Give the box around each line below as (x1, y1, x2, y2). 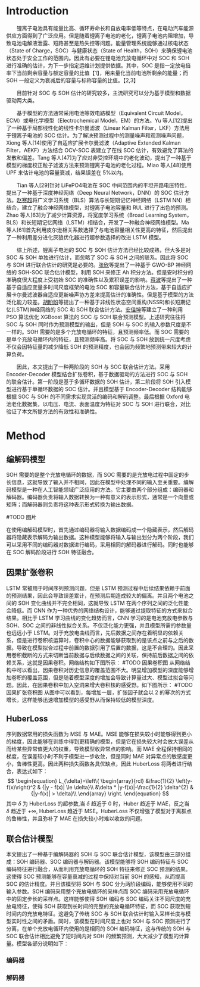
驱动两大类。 (6, 96, 37, 104)
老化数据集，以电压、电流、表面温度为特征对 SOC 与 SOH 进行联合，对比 (11, 400, 191, 407)
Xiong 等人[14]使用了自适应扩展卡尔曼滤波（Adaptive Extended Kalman (6, 139, 181, 146)
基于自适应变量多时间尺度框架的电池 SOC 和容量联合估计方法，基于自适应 (6, 283, 187, 291)
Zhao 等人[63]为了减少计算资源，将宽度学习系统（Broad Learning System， (6, 211, 192, 218)
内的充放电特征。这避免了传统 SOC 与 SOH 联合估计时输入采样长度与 (16, 910, 186, 917)
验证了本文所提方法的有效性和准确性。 (6, 408, 100, 415)
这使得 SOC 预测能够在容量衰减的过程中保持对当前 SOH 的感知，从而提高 (6, 873, 186, 880)
